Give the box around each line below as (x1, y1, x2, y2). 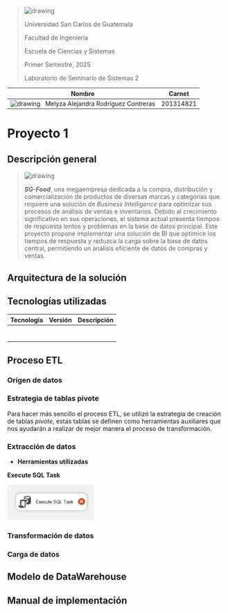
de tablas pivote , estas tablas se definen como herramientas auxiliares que (7, 417, 221, 425)
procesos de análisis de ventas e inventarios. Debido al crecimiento (24, 207, 217, 215)
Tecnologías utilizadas (7, 295, 107, 307)
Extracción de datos (7, 441, 76, 451)
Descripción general (7, 153, 97, 165)
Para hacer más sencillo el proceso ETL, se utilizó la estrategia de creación (7, 409, 222, 418)
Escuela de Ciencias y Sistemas (24, 47, 116, 55)
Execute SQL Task (7, 471, 60, 480)
